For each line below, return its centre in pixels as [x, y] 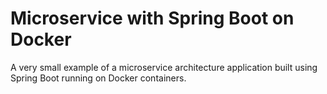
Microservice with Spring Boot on [152, 18]
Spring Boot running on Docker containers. [98, 78]
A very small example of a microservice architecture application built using [164, 67]
